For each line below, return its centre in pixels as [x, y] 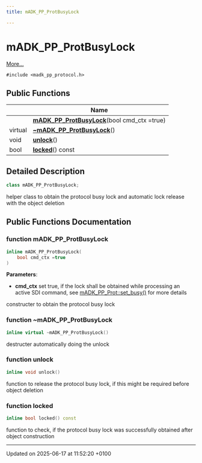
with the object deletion [35, 203]
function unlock [30, 360]
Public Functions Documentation [69, 222]
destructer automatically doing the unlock [58, 344]
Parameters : [22, 275]
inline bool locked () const [41, 418]
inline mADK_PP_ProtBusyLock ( [44, 252]
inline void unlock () [33, 372]
